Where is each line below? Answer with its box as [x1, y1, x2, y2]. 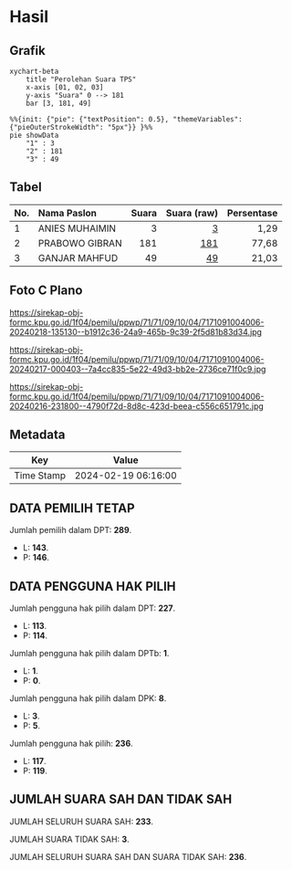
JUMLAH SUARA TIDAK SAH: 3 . [9, 833, 130, 844]
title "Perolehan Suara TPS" [26, 75, 137, 84]
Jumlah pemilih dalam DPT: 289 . [9, 525, 132, 536]
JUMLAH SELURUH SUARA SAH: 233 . [9, 815, 153, 827]
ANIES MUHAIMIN [37, 222, 117, 235]
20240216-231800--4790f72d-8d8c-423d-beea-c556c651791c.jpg [9, 400, 265, 412]
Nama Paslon [37, 206, 98, 219]
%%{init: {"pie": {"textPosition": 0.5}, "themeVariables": [9, 115, 244, 124]
